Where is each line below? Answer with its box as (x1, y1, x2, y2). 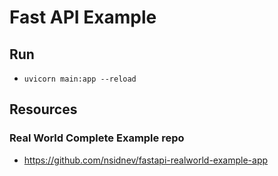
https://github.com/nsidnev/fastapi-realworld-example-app (23, 154, 269, 166)
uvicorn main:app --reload (23, 74, 137, 84)
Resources (9, 101, 78, 118)
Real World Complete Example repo (9, 131, 185, 145)
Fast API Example (9, 6, 157, 29)
